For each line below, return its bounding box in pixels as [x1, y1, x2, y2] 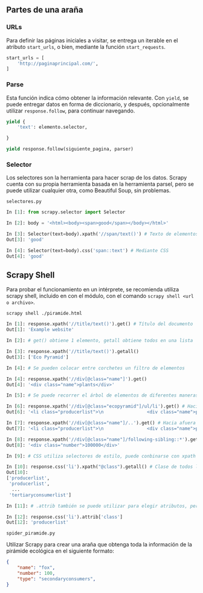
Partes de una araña [6, 5, 83, 15]
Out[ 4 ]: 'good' [6, 253, 45, 259]
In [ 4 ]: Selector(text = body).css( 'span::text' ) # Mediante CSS [6, 247, 169, 253]
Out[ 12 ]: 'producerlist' [6, 519, 69, 525]
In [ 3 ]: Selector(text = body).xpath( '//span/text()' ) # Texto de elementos [6, 231, 199, 238]
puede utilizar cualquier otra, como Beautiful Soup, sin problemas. [6, 187, 171, 194]
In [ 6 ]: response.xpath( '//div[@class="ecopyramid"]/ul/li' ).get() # [6, 403, 185, 410]
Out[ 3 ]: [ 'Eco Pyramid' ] [6, 354, 69, 360]
